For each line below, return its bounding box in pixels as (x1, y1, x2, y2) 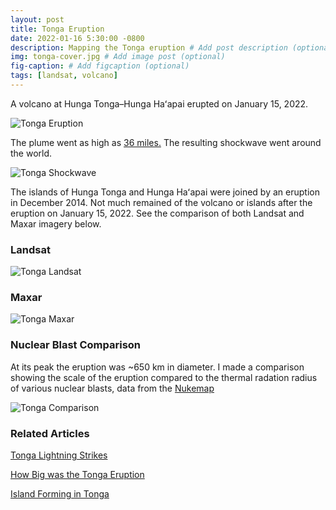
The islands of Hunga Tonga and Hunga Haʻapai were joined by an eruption (10, 186, 320, 198)
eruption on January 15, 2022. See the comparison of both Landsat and (10, 207, 305, 219)
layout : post (10, 14, 65, 25)
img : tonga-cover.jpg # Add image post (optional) (10, 52, 226, 62)
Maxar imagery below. (10, 217, 102, 230)
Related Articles (10, 426, 90, 440)
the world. (10, 147, 53, 159)
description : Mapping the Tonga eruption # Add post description (10, 42, 288, 53)
